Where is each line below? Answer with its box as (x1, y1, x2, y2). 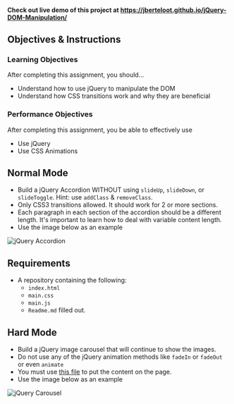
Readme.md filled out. (27, 306, 86, 314)
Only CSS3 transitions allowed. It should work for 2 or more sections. (17, 201, 218, 209)
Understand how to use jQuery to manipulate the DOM (17, 85, 175, 93)
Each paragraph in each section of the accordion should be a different (17, 208, 222, 216)
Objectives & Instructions (7, 33, 121, 45)
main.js (27, 300, 51, 307)
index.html (27, 285, 61, 292)
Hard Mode (7, 326, 58, 338)
